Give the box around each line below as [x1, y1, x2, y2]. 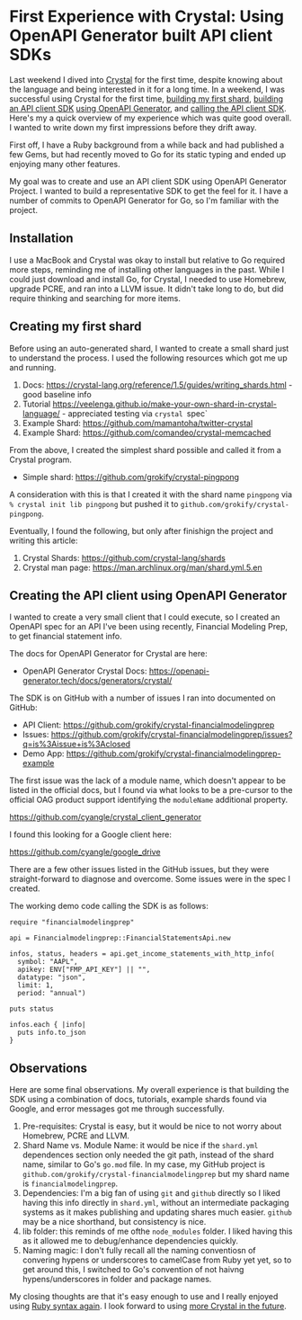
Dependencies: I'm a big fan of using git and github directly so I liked [22, 1188, 281, 1199]
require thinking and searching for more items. [9, 292, 182, 303]
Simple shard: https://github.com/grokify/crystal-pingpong [22, 471, 240, 482]
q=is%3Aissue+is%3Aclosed [22, 739, 131, 750]
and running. [9, 361, 57, 372]
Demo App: [22, 748, 65, 759]
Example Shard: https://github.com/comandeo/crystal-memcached [22, 427, 271, 438]
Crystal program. [9, 454, 72, 465]
